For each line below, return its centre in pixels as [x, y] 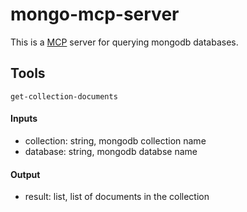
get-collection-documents [64, 96]
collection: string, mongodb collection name [115, 140]
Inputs [24, 119]
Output [25, 174]
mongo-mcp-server [95, 14]
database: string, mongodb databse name [111, 151]
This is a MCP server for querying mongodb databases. [124, 42]
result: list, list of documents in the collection [117, 197]
